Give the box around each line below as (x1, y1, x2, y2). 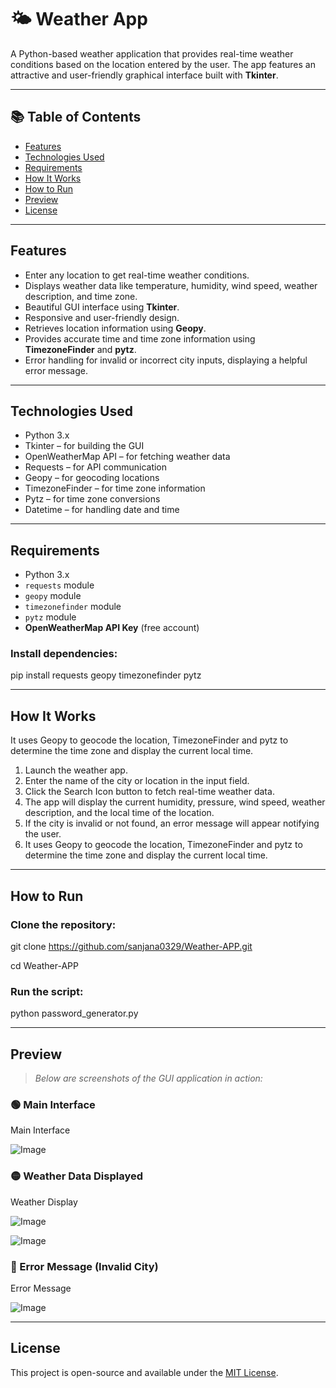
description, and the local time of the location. (24, 807, 215, 819)
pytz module (24, 611, 77, 623)
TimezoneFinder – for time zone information (24, 482, 206, 495)
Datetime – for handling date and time (24, 504, 180, 516)
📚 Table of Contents (10, 109, 142, 126)
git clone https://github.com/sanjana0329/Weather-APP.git (10, 940, 253, 952)
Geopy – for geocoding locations (24, 472, 160, 484)
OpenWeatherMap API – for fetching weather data (24, 451, 231, 463)
